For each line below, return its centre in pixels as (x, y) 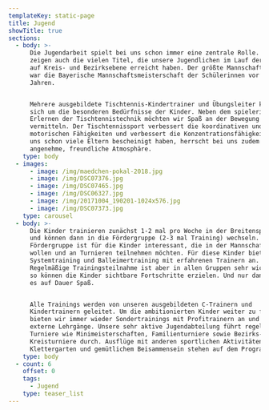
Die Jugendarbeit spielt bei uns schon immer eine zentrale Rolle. (145, 53)
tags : (32, 379)
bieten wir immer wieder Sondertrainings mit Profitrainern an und (145, 320)
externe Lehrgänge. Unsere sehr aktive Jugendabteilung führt (135, 327)
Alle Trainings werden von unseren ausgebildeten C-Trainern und (141, 304)
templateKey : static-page (51, 16)
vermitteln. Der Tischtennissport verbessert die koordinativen (139, 127)
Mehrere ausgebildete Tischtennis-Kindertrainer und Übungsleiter (143, 104)
